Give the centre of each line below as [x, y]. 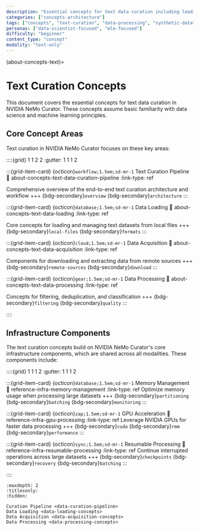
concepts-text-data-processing [45, 285]
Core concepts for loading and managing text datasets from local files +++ [98, 225]
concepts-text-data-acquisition [45, 249]
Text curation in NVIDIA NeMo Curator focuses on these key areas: [88, 148]
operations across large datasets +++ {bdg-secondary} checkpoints [89, 457]
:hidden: [17, 496]
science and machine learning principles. [57, 115]
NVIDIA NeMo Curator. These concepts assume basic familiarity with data [97, 108]
